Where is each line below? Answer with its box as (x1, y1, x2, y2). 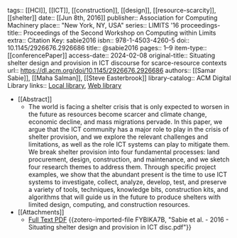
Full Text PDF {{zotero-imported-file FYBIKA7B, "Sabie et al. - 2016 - (28, 215, 229, 224)
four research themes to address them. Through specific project (28, 163, 216, 171)
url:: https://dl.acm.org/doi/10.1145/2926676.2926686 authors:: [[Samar (7, 67, 216, 74)
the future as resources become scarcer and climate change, (28, 110, 207, 118)
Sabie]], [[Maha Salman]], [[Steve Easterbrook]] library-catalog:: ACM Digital (7, 74, 231, 82)
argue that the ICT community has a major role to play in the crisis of (28, 125, 229, 133)
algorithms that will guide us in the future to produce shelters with (28, 193, 221, 201)
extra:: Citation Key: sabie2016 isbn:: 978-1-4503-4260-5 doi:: (7, 36, 190, 45)
